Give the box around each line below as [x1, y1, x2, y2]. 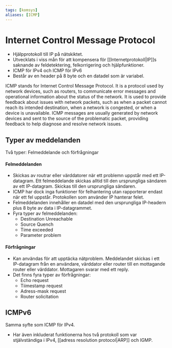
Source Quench [20, 221, 54, 228]
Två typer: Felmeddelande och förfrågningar [5, 149, 99, 156]
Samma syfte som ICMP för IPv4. [5, 322, 75, 328]
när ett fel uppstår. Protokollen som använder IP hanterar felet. [12, 194, 144, 200]
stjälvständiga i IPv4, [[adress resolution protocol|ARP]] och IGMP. [12, 337, 153, 343]
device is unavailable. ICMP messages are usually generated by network [5, 110, 158, 116]
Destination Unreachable [20, 216, 73, 222]
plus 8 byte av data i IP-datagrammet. [12, 205, 93, 211]
